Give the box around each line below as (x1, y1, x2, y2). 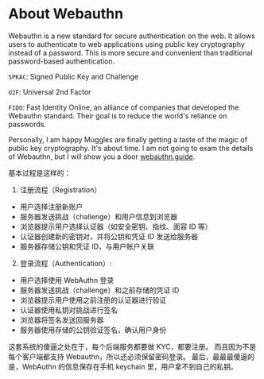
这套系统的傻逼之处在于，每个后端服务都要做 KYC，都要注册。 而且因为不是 (8, 342, 257, 351)
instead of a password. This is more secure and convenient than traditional (8, 48, 253, 57)
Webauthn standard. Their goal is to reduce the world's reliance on (8, 110, 227, 120)
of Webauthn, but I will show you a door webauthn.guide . (8, 152, 196, 161)
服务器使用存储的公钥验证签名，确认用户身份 (19, 325, 167, 335)
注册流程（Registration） (19, 184, 102, 195)
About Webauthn (8, 5, 124, 23)
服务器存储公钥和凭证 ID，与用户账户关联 (19, 242, 155, 251)
